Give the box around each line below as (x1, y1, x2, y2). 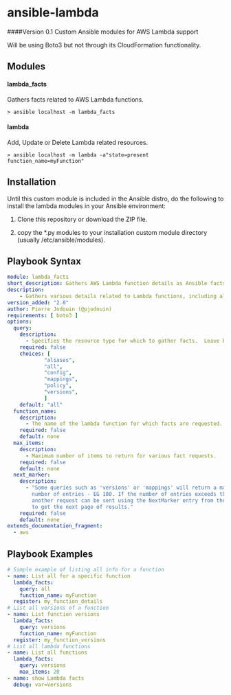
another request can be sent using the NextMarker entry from (32, 497, 214, 504)
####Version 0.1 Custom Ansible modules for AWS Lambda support (7, 27, 199, 36)
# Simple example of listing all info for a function (7, 567, 165, 573)
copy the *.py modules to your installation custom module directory (16, 228, 208, 236)
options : (7, 318, 32, 326)
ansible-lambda (7, 5, 99, 21)
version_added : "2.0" (7, 299, 69, 306)
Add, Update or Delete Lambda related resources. (7, 138, 148, 146)
